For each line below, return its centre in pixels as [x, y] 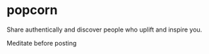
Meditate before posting [42, 43]
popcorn [32, 10]
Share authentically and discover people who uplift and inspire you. [104, 29]
